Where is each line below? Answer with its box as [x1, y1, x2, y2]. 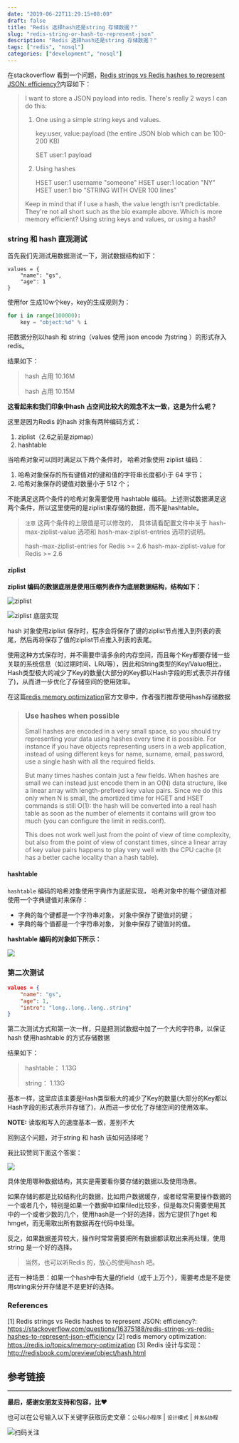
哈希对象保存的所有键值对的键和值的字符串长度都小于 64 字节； [17, 470, 204, 479]
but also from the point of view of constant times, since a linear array [24, 838, 228, 846]
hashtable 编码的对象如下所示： [7, 934, 102, 943]
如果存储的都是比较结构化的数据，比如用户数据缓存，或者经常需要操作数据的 [7, 1193, 232, 1201]
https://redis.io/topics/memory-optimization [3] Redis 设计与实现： [7, 1340, 203, 1349]
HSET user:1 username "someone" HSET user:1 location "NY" [35, 178, 216, 186]
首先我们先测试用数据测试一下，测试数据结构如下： [7, 251, 157, 260]
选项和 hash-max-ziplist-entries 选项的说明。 [77, 527, 210, 536]
